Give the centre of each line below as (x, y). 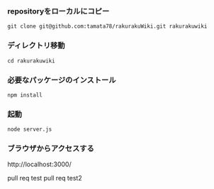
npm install (25, 95)
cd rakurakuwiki (31, 61)
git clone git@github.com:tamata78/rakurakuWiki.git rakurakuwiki (107, 26)
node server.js (30, 129)
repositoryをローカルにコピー (58, 11)
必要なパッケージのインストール (62, 80)
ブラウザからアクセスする (51, 148)
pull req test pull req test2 (45, 178)
